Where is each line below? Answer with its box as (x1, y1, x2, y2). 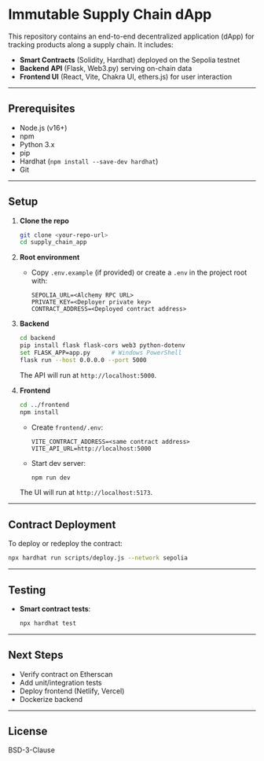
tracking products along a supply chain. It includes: (8, 39, 174, 49)
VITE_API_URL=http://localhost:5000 (31, 445, 152, 453)
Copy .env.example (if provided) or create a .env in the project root (31, 268, 247, 277)
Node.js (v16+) (19, 123, 68, 132)
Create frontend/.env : (31, 423, 104, 432)
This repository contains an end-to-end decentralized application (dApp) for (8, 31, 255, 41)
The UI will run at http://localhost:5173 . (19, 488, 153, 497)
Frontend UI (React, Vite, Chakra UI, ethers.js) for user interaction (19, 72, 233, 81)
